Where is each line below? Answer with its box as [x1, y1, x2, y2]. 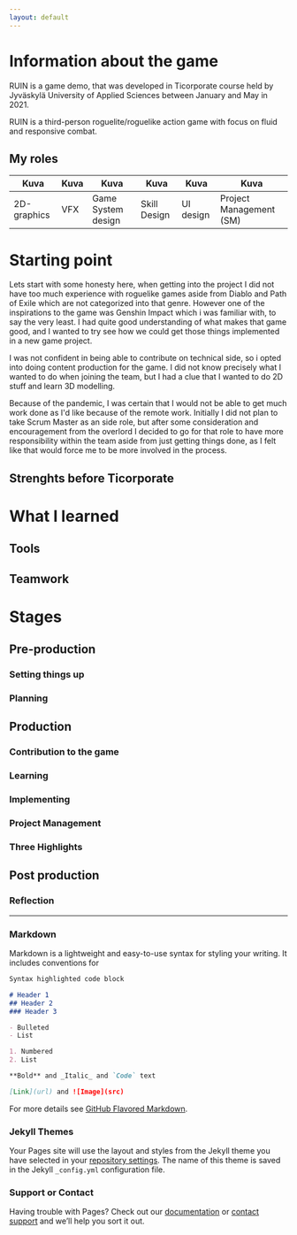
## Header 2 [9, 999, 53, 1008]
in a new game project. [9, 335, 93, 346]
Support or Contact [9, 1186, 95, 1199]
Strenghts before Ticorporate [9, 471, 174, 486]
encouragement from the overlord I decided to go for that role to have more [9, 426, 285, 437]
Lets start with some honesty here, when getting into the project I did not [9, 280, 275, 290]
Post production [9, 868, 100, 883]
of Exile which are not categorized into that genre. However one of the [9, 298, 265, 309]
